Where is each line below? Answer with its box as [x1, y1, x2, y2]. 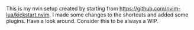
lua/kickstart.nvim [6, 11, 50, 18]
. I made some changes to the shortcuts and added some [49, 11, 189, 18]
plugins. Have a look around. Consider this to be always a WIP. [6, 18, 159, 24]
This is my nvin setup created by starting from [6, 5, 118, 12]
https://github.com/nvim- [119, 5, 181, 12]
